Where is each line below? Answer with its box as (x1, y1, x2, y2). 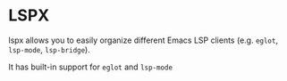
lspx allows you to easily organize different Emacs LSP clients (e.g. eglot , (8, 35, 279, 45)
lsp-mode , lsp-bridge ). (8, 44, 90, 54)
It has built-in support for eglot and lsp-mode (8, 61, 173, 72)
